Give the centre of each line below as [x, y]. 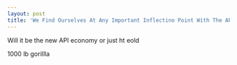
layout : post [26, 14]
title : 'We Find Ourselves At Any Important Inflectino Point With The [115, 20]
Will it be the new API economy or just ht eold [73, 40]
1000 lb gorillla [29, 54]
